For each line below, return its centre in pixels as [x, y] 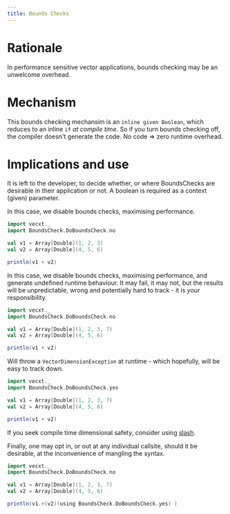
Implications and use [68, 164]
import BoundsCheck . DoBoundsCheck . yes [63, 388]
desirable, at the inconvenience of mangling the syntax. [86, 453]
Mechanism [42, 102]
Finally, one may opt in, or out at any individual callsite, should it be [103, 446]
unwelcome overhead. [39, 74]
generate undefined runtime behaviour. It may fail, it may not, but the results [115, 283]
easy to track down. [35, 369]
